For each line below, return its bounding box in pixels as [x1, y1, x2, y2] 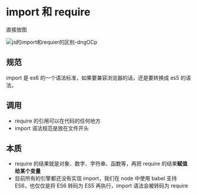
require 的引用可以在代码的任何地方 [14, 117, 101, 124]
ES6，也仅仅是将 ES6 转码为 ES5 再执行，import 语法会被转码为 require [14, 182, 188, 189]
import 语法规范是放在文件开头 [14, 124, 89, 131]
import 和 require [6, 5, 91, 19]
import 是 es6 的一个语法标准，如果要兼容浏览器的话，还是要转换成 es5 [6, 74, 179, 81]
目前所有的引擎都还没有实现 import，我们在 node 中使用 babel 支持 [14, 175, 178, 182]
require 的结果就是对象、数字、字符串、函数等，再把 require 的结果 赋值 [14, 160, 188, 167]
